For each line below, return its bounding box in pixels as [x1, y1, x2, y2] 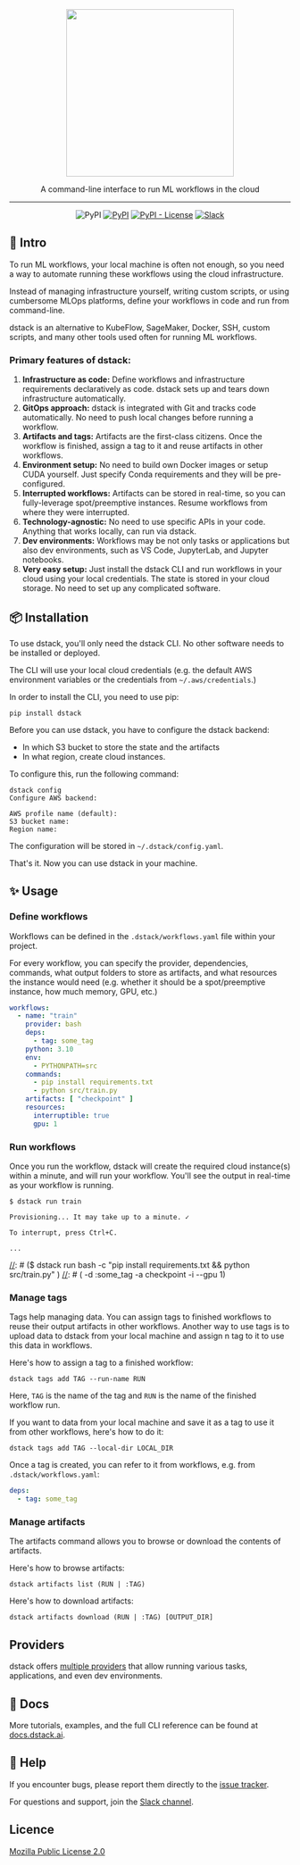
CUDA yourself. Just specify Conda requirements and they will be [21, 469, 264, 480]
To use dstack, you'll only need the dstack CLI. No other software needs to [9, 637, 284, 648]
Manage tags [9, 1291, 68, 1303]
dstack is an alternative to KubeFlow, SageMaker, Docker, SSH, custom [9, 321, 271, 333]
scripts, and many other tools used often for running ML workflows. [9, 331, 257, 342]
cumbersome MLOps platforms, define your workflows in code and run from [9, 295, 290, 306]
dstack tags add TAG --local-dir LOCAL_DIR [9, 1444, 174, 1453]
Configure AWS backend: [9, 794, 98, 803]
